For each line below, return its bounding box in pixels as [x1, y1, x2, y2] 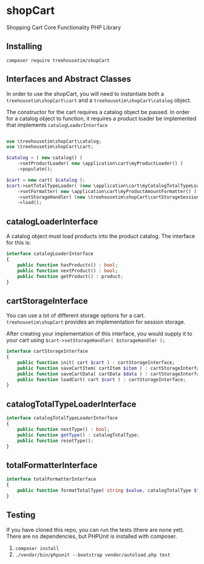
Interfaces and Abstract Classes [6, 74, 132, 84]
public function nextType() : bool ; [17, 426, 110, 432]
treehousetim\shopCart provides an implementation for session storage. [6, 318, 186, 325]
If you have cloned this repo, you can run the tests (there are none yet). [6, 526, 185, 533]
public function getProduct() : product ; [17, 273, 123, 279]
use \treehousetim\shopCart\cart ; [6, 144, 94, 150]
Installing [6, 41, 42, 52]
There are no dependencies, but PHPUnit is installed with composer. [6, 532, 177, 540]
